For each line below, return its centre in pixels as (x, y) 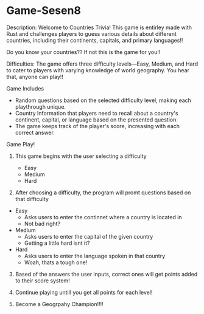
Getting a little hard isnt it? (57, 243)
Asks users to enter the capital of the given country (89, 236)
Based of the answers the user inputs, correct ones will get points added (106, 274)
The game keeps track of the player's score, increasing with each (97, 126)
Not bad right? (42, 224)
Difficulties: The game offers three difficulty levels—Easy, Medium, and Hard (102, 64)
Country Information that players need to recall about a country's (97, 113)
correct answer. (35, 132)
